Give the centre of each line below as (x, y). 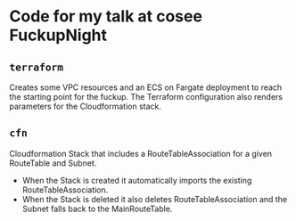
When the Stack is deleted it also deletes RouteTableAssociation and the (155, 199)
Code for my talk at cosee (106, 16)
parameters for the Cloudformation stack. (86, 106)
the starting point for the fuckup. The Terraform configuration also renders (146, 97)
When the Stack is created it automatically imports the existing (137, 180)
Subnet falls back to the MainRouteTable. (97, 209)
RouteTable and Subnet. (53, 163)
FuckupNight (58, 35)
